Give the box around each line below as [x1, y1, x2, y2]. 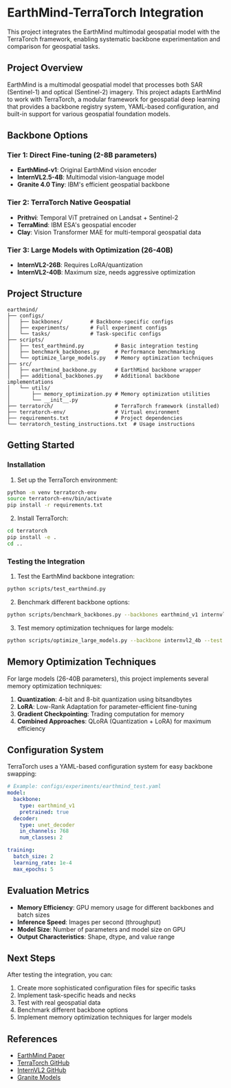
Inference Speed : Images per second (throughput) [16, 917, 162, 926]
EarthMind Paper [16, 1052, 65, 1060]
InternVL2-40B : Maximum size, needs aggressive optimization [16, 268, 196, 277]
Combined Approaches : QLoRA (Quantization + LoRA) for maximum [16, 717, 212, 725]
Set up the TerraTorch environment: [16, 476, 118, 484]
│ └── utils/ [7, 384, 51, 392]
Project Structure [7, 288, 82, 300]
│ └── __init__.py [7, 396, 78, 403]
